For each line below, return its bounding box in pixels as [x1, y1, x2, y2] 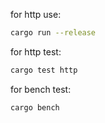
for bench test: [10, 83, 72, 95]
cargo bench [10, 102, 60, 113]
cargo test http [10, 65, 78, 75]
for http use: [10, 9, 62, 20]
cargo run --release [10, 28, 97, 38]
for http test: [10, 45, 62, 58]
